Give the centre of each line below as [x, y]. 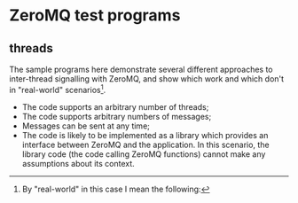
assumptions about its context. [78, 163]
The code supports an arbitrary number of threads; [115, 106]
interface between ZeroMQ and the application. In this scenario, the [145, 144]
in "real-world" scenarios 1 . [58, 89]
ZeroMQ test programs [95, 16]
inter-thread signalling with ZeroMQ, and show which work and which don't [147, 79]
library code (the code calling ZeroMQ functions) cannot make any [144, 154]
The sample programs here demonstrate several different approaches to [141, 69]
